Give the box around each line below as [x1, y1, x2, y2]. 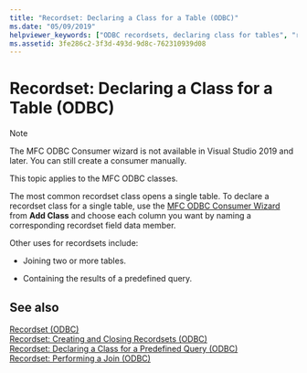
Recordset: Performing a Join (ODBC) [9, 353, 151, 364]
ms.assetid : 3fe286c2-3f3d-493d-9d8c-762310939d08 [9, 38, 206, 48]
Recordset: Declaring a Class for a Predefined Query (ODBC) [9, 344, 238, 354]
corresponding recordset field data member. [9, 220, 176, 231]
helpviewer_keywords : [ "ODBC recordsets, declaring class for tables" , [9, 30, 288, 39]
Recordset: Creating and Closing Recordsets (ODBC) [9, 334, 208, 344]
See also [9, 299, 59, 315]
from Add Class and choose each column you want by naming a [9, 210, 251, 221]
